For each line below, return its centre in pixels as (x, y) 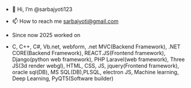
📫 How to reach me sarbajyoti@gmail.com (65, 21)
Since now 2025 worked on (46, 35)
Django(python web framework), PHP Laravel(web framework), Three (98, 59)
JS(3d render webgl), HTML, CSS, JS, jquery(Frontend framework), (95, 66)
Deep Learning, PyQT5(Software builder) (63, 78)
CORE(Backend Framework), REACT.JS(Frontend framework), (89, 53)
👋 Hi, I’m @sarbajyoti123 (42, 9)
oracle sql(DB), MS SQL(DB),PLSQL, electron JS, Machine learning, (95, 72)
